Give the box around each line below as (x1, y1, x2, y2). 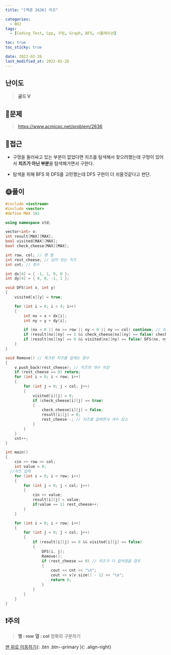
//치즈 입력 (10, 469, 31, 474)
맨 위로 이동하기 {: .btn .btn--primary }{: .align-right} (5, 644, 111, 650)
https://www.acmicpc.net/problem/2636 (17, 123, 103, 130)
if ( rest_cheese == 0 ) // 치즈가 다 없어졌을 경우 (41, 558, 141, 563)
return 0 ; (50, 578, 72, 583)
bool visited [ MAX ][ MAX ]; (5, 239, 58, 244)
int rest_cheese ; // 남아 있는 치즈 (5, 257, 77, 262)
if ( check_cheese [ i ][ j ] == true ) (32, 398, 103, 403)
